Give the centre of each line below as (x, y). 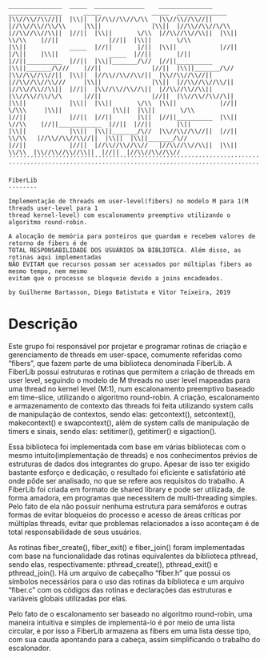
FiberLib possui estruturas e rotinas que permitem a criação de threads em (132, 372)
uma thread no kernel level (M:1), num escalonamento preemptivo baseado (132, 388)
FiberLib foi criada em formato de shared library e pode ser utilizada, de (127, 489)
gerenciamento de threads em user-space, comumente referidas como (125, 355)
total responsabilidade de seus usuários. (75, 532)
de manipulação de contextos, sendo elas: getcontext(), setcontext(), (122, 414)
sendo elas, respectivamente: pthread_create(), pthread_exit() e (113, 564)
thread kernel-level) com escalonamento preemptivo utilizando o (119, 215)
